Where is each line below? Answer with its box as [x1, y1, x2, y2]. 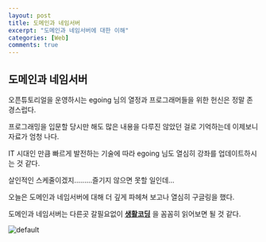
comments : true [8, 41, 59, 49]
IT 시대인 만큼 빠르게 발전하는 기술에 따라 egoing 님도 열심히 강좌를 [8, 148, 217, 158]
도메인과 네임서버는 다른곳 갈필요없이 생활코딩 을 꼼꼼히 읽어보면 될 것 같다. [8, 209, 241, 218]
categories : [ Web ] [8, 33, 69, 42]
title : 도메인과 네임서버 [8, 19, 81, 27]
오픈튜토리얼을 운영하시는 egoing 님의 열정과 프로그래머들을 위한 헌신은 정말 [8, 94, 245, 104]
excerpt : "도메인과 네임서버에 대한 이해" [8, 26, 129, 34]
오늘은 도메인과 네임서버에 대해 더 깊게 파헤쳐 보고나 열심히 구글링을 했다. [8, 192, 235, 202]
